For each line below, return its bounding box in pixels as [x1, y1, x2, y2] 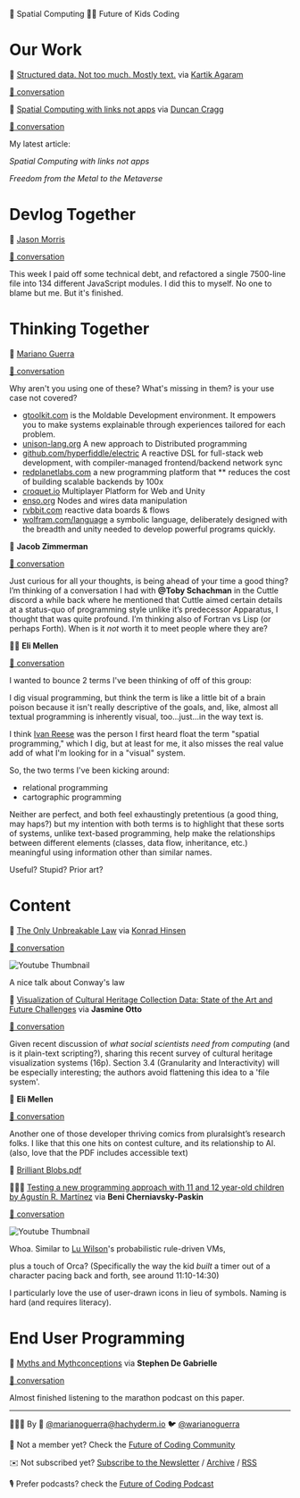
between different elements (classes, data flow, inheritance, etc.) [9, 837, 248, 848]
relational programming [21, 782, 109, 792]
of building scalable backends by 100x [21, 476, 163, 487]
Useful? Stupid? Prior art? [9, 864, 104, 875]
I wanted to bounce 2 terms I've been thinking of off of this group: [9, 674, 252, 685]
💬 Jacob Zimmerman [9, 540, 88, 551]
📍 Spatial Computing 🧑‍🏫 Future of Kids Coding [9, 9, 180, 19]
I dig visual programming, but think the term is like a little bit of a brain [9, 692, 266, 703]
